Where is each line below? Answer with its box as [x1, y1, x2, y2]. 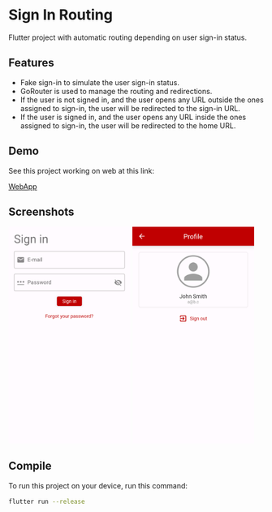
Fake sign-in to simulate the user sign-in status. [19, 77, 180, 87]
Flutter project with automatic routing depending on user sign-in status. [8, 32, 248, 42]
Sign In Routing [8, 6, 114, 24]
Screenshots [8, 204, 75, 218]
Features [8, 56, 54, 70]
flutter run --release [8, 497, 85, 506]
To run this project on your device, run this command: [8, 480, 188, 490]
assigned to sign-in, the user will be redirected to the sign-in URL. [19, 103, 241, 113]
